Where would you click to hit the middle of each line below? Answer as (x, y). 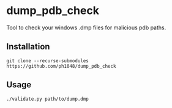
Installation (28, 47)
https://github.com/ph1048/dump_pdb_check (61, 66)
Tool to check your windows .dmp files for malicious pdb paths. (86, 27)
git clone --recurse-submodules (47, 61)
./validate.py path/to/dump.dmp (47, 99)
